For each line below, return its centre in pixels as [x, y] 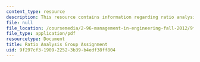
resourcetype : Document [36, 39]
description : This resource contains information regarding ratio [90, 17]
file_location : [25, 28]
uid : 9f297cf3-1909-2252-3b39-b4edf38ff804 [61, 50]
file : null [20, 22]
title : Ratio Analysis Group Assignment [57, 45]
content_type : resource [36, 12]
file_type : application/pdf [41, 34]
